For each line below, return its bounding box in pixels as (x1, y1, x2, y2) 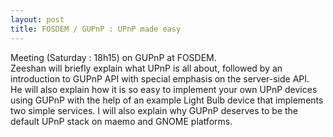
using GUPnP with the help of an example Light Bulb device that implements (10, 94, 324, 106)
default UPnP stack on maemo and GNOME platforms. (10, 115, 233, 127)
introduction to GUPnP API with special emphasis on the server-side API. (10, 72, 310, 85)
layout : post (10, 14, 65, 25)
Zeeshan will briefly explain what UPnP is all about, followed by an (10, 62, 283, 74)
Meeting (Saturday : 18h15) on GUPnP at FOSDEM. (10, 51, 217, 63)
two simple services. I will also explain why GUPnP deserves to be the (10, 104, 299, 116)
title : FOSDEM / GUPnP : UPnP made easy (10, 24, 182, 34)
